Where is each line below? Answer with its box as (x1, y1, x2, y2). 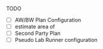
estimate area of (14, 23, 55, 30)
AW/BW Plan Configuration (14, 17, 82, 23)
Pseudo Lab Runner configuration (14, 37, 98, 44)
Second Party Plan (14, 30, 61, 37)
